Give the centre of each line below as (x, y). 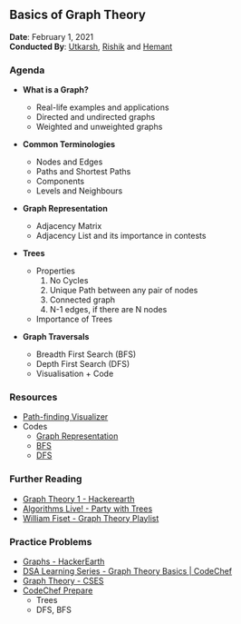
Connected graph (82, 300)
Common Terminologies (69, 144)
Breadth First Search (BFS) (86, 354)
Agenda (27, 70)
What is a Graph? (55, 90)
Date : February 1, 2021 (51, 36)
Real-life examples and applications (102, 107)
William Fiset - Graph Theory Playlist (91, 518)
